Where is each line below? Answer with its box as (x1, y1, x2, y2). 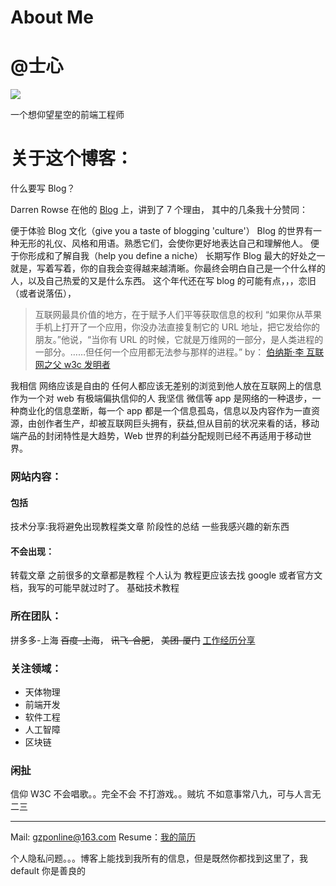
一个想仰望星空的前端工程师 (10, 109, 125, 121)
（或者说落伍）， (10, 287, 77, 300)
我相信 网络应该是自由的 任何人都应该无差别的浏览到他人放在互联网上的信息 (10, 380, 322, 392)
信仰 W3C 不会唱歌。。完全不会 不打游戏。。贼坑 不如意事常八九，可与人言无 (10, 788, 322, 800)
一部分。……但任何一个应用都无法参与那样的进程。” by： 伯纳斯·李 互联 (34, 346, 325, 358)
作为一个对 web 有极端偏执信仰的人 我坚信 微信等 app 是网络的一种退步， (10, 392, 313, 405)
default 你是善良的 (10, 865, 86, 877)
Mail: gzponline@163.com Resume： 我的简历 (10, 831, 196, 843)
